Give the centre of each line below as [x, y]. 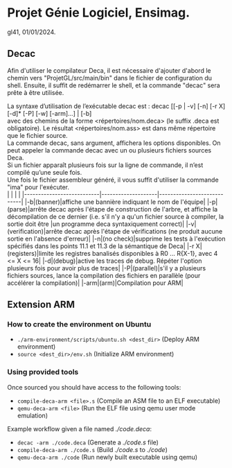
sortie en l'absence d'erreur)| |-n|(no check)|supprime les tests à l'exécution [116, 239]
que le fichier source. [37, 135]
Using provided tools [43, 372]
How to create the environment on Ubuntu [79, 324]
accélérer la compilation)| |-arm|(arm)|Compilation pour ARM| [95, 283]
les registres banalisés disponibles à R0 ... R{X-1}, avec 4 [136, 253]
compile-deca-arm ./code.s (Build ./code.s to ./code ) [92, 449]
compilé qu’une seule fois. [45, 172]
